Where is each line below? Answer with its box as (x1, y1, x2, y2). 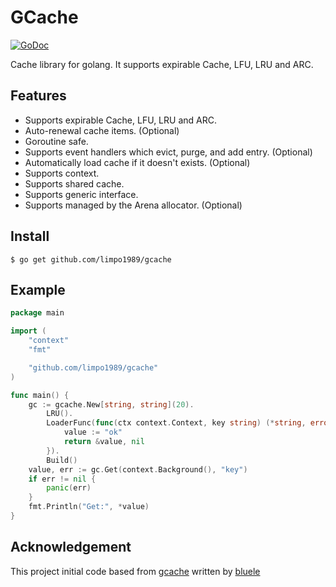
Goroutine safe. (24, 135, 89, 147)
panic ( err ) (46, 483, 92, 493)
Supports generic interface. (24, 188, 139, 200)
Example (10, 281, 66, 298)
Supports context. (24, 167, 100, 179)
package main (10, 308, 65, 318)
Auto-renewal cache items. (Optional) (24, 124, 180, 136)
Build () (46, 455, 78, 465)
